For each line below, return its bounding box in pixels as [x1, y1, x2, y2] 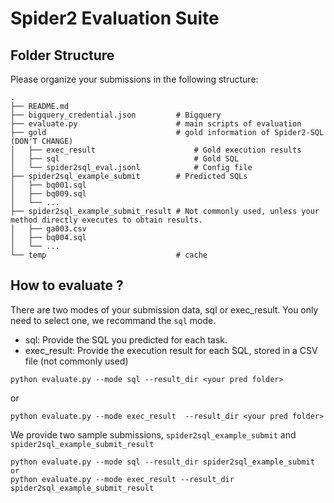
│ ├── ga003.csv [10, 224, 87, 234]
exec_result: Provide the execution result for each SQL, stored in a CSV [24, 344, 318, 356]
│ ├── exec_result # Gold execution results [10, 145, 302, 155]
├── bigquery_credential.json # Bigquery [10, 110, 222, 120]
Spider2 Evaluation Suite [10, 7, 220, 30]
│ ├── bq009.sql [10, 189, 87, 199]
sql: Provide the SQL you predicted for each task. [24, 333, 228, 346]
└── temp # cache [10, 250, 208, 260]
